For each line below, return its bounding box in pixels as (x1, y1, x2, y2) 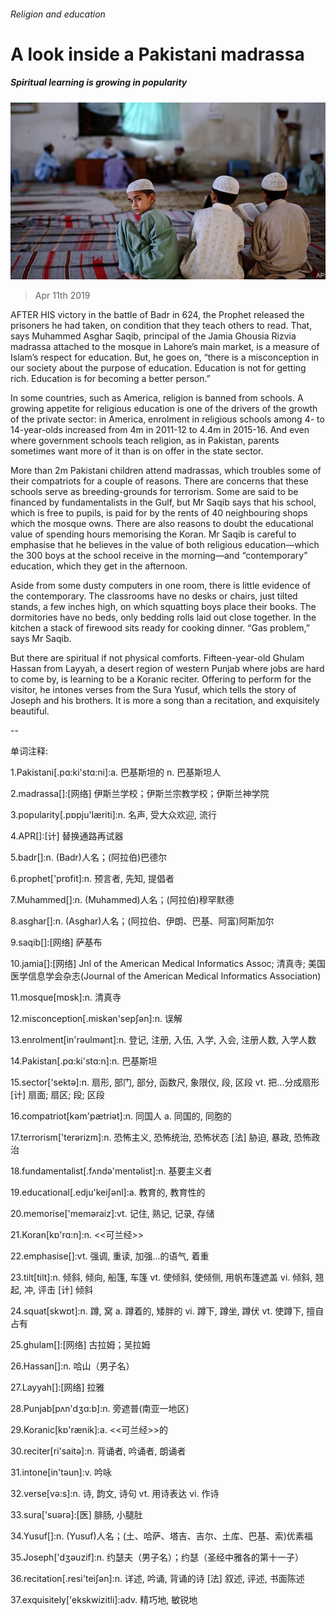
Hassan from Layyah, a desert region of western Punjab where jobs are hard (10, 663, 325, 675)
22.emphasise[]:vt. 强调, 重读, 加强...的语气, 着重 (10, 1250, 210, 1262)
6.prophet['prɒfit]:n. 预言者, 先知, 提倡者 (10, 873, 175, 885)
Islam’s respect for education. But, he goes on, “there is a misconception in (10, 351, 320, 364)
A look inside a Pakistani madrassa (10, 43, 305, 65)
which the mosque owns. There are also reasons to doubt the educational (10, 518, 314, 530)
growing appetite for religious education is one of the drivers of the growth (10, 403, 318, 415)
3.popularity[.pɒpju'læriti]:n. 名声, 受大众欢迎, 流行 (10, 809, 218, 821)
